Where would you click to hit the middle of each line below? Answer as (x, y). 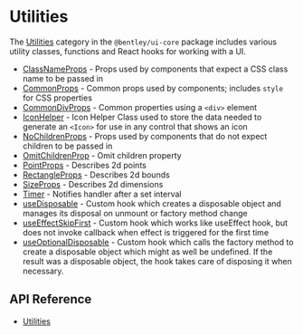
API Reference (51, 299)
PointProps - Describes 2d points (84, 165)
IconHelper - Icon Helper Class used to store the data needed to (142, 117)
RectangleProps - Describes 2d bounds (96, 175)
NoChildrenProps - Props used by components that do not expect (145, 136)
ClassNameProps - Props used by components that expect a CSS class (155, 69)
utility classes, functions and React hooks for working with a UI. (128, 51)
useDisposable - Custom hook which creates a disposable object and (152, 203)
